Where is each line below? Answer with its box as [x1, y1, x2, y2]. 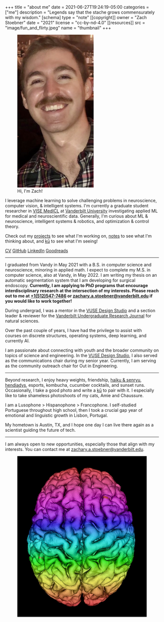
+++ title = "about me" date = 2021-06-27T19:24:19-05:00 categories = [5, 4, 149, 10]
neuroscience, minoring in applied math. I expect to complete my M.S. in [5, 267, 151, 273]
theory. [5, 223, 20, 229]
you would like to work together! [5, 298, 72, 304]
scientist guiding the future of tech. [5, 427, 76, 433]
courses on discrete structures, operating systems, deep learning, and [5, 333, 146, 338]
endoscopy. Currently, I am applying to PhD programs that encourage [5, 283, 148, 288]
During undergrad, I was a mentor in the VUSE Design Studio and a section [5, 308, 156, 313]
